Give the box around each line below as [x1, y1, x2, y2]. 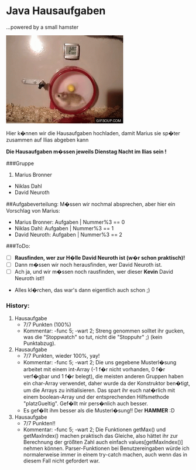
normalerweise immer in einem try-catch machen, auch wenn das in [23, 451, 188, 458]
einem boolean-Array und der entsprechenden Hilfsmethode [23, 394, 170, 401]
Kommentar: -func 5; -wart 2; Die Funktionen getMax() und [23, 426, 166, 433]
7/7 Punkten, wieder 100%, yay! [23, 352, 100, 360]
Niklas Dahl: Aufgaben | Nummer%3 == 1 [14, 224, 114, 231]
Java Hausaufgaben [6, 4, 106, 18]
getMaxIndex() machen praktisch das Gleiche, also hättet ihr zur [23, 432, 178, 439]
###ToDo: [6, 242, 30, 249]
